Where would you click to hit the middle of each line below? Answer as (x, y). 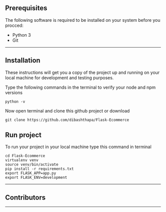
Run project (23, 135)
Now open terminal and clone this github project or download (67, 110)
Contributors (25, 197)
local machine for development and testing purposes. (60, 78)
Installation (23, 61)
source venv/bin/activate (32, 165)
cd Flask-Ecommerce (25, 156)
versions (14, 92)
